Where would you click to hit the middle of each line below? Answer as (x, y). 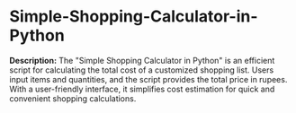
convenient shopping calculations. (73, 98)
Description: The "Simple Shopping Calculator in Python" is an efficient (142, 60)
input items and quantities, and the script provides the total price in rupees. (148, 79)
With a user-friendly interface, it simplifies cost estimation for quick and (142, 89)
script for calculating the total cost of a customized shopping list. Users (142, 70)
